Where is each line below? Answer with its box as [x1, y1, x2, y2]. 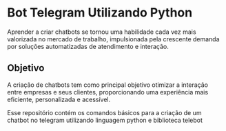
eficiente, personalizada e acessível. [7, 95, 111, 103]
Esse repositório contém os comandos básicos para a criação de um [7, 108, 202, 117]
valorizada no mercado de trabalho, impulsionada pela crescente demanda [7, 34, 220, 43]
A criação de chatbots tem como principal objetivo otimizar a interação [7, 81, 209, 89]
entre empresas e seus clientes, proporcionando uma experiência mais [7, 88, 209, 96]
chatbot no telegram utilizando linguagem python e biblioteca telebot [7, 116, 203, 124]
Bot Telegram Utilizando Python [7, 5, 193, 21]
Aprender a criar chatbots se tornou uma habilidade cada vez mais [7, 28, 196, 36]
